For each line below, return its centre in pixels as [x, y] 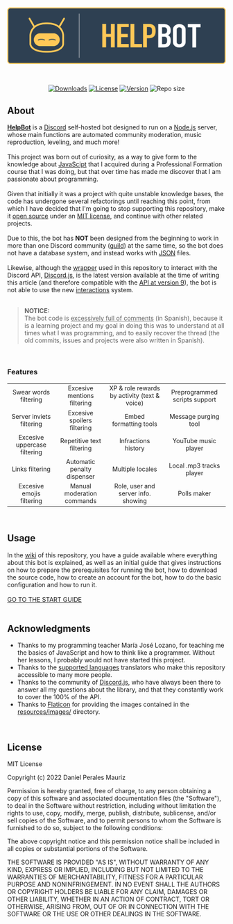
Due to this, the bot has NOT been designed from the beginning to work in [113, 238]
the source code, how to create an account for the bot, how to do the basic [114, 577]
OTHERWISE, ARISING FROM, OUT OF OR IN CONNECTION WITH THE [108, 907]
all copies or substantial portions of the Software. [77, 849]
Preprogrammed [195, 392]
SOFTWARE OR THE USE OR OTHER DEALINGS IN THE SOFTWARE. [104, 914]
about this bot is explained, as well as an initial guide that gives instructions [114, 562]
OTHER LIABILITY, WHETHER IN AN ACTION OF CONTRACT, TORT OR [108, 899]
